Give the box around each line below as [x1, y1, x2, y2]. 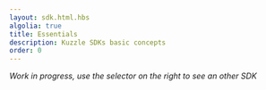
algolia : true [9, 21, 63, 30]
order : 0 [9, 46, 42, 55]
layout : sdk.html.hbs [9, 12, 90, 22]
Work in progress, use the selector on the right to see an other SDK [9, 70, 257, 81]
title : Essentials [9, 29, 78, 38]
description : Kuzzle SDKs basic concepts [9, 37, 167, 47]
